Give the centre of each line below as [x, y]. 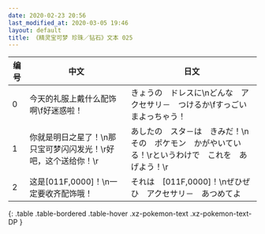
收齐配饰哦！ [69, 194]
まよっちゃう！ [159, 117]
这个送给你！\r [72, 161]
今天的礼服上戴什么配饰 [73, 99]
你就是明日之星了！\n [69, 138]
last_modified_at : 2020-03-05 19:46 [68, 23]
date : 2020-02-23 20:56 [47, 15]
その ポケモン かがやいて [182, 143]
